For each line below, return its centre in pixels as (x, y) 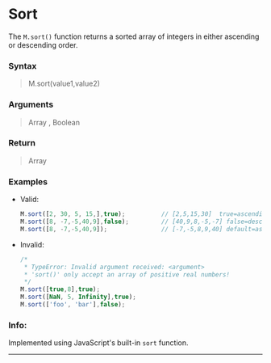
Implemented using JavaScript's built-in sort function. (98, 343)
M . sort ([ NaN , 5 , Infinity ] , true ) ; (78, 297)
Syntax (23, 65)
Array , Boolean (54, 122)
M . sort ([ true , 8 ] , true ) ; (60, 289)
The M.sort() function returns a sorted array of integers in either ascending (134, 36)
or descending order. (43, 44)
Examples (28, 181)
